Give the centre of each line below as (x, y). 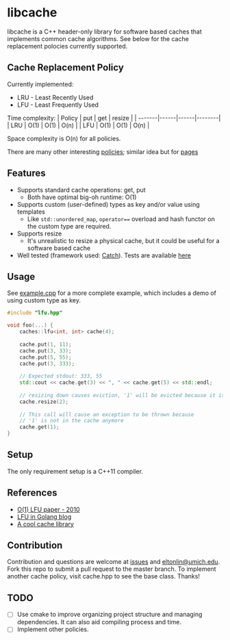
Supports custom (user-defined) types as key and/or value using (108, 204)
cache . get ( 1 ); (39, 427)
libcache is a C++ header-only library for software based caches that (104, 31)
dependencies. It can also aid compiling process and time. (99, 622)
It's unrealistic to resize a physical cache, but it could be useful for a (124, 240)
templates (31, 212)
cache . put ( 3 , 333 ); (47, 363)
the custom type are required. (69, 226)
